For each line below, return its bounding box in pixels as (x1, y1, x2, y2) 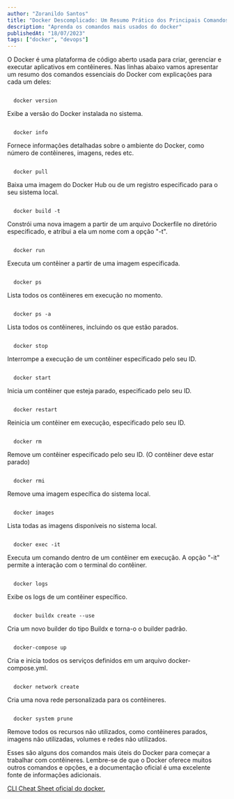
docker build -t (13, 207, 61, 215)
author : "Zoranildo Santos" (7, 10, 89, 17)
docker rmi (13, 478, 45, 485)
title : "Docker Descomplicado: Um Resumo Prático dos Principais (7, 17, 201, 24)
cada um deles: (7, 78, 52, 86)
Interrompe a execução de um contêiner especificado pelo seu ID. (7, 355, 197, 363)
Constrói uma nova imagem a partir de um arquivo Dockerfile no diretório (7, 220, 217, 228)
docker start (13, 374, 52, 381)
